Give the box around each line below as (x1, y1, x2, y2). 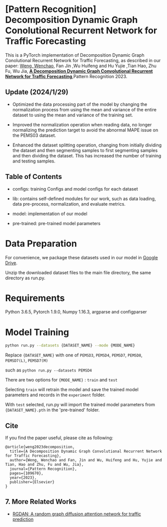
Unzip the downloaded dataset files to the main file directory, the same (5, 269, 151, 275)
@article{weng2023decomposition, (5, 445, 75, 450)
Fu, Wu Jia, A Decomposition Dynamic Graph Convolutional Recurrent (5, 68, 153, 74)
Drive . (5, 260, 17, 266)
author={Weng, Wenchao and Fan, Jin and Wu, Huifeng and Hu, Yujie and (9, 458, 162, 463)
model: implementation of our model (12, 211, 87, 217)
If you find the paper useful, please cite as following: (5, 435, 113, 441)
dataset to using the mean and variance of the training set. (12, 112, 133, 118)
